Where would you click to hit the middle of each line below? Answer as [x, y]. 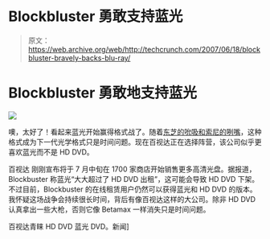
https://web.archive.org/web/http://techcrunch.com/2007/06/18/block [144, 49]
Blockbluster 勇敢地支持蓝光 [103, 93]
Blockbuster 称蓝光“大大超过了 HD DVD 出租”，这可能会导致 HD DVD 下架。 [134, 179]
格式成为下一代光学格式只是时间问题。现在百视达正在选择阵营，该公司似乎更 [135, 142]
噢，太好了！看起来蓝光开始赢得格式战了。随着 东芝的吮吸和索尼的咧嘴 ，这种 [135, 132]
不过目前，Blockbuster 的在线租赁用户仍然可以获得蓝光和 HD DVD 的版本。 [133, 189]
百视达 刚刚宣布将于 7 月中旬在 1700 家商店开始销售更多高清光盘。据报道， [132, 169]
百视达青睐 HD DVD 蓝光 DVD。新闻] [69, 226]
